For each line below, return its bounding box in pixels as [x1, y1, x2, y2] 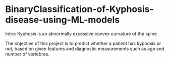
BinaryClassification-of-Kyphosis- [5, 3, 154, 15]
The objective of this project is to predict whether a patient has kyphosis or [5, 40, 161, 46]
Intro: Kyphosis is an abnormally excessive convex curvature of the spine [5, 30, 157, 36]
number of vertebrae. [5, 51, 50, 57]
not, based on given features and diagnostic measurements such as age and [5, 45, 164, 51]
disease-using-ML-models [5, 14, 120, 25]
